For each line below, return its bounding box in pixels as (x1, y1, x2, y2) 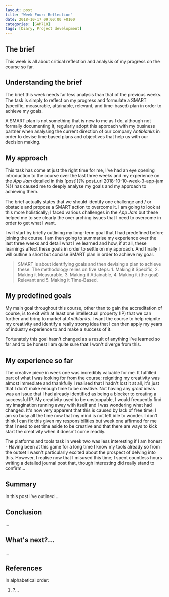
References (5, 564, 42, 573)
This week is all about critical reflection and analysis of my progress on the (5, 58, 160, 64)
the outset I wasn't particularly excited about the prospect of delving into (5, 449, 156, 455)
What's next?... (5, 536, 55, 544)
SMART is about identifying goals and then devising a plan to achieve (17, 261, 161, 267)
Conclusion (5, 508, 42, 517)
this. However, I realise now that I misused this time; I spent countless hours (5, 455, 162, 461)
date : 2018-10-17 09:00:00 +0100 (5, 17, 75, 22)
